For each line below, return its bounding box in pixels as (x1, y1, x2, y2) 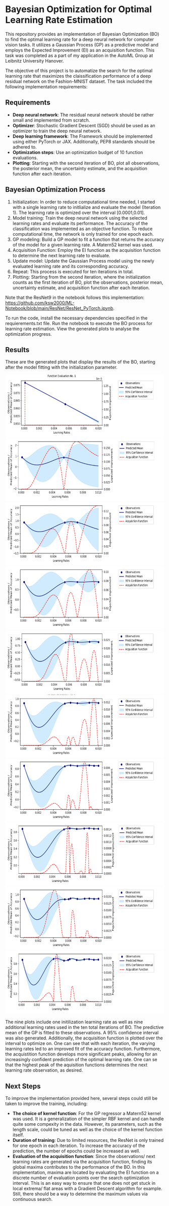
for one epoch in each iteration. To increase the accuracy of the (12, 1142, 145, 1149)
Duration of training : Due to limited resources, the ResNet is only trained (12, 1137, 164, 1143)
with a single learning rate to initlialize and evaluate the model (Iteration (12, 204, 161, 210)
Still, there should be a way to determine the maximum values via (12, 1191, 148, 1197)
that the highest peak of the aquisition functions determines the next (5, 1062, 148, 1068)
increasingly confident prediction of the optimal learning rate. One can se (5, 1057, 157, 1063)
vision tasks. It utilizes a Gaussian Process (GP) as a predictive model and (5, 41, 159, 47)
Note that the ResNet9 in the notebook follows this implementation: (5, 294, 145, 300)
